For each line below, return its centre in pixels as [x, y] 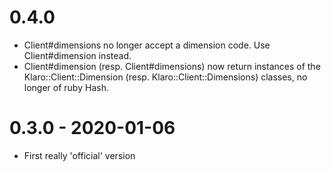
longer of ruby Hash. [66, 87]
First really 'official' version [79, 155]
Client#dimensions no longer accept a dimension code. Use [147, 45]
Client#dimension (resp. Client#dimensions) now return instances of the [172, 66]
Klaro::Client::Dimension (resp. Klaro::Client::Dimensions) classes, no [165, 77]
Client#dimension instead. [77, 55]
